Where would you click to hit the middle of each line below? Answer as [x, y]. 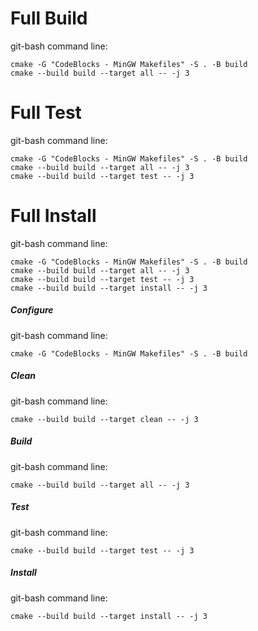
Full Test [46, 113]
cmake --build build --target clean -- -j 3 [104, 419]
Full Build [49, 18]
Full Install [53, 216]
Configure [32, 310]
